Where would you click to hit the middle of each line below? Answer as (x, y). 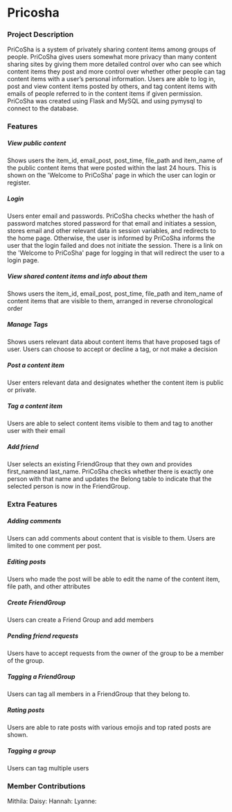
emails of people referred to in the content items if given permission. (105, 94)
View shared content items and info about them (77, 276)
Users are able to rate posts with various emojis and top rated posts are (109, 727)
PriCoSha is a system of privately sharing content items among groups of (111, 49)
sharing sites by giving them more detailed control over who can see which (114, 65)
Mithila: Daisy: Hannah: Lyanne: (52, 801)
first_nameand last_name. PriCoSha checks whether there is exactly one (110, 472)
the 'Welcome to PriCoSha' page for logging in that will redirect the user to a (116, 253)
